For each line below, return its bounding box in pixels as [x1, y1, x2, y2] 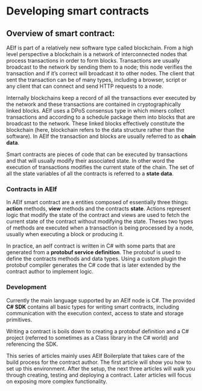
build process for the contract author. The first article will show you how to [6, 358, 192, 366]
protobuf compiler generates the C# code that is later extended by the [6, 261, 181, 269]
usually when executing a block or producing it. [6, 231, 124, 238]
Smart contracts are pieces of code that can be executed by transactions [6, 151, 188, 158]
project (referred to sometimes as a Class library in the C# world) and [6, 334, 179, 341]
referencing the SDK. [6, 340, 58, 348]
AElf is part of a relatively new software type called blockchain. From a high [6, 44, 194, 51]
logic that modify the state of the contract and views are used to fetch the [6, 211, 189, 219]
